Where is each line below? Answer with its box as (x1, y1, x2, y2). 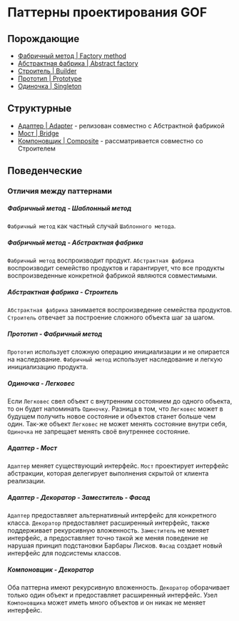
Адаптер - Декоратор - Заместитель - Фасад (7, 493, 151, 501)
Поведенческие (7, 165, 83, 177)
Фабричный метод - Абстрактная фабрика (7, 238, 143, 247)
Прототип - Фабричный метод (7, 329, 103, 338)
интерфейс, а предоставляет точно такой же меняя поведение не (7, 533, 208, 542)
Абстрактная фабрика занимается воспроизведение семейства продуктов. (7, 306, 233, 314)
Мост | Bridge (17, 129, 59, 138)
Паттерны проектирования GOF (7, 4, 208, 21)
